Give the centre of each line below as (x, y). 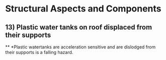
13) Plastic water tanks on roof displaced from (79, 27)
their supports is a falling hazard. (39, 52)
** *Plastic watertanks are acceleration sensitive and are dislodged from (80, 47)
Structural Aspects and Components (84, 9)
